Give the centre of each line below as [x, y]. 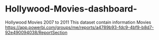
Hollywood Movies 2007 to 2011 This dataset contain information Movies [78, 22]
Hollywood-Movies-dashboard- [71, 9]
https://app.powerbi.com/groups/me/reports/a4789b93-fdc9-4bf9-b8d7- [79, 27]
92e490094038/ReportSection [36, 32]
